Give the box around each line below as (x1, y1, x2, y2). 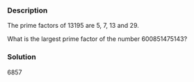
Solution (7, 52, 37, 62)
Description (7, 6, 48, 15)
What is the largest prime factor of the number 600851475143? (7, 35, 188, 43)
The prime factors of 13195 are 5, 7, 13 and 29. (7, 22, 139, 30)
